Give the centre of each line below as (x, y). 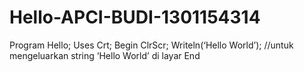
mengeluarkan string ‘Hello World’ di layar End (105, 55)
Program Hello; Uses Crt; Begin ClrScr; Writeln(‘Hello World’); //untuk (151, 45)
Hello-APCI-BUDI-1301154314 (135, 17)
